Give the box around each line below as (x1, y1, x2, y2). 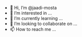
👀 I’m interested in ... (9, 10, 52, 16)
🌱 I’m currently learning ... (9, 15, 63, 21)
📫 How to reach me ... (9, 26, 56, 32)
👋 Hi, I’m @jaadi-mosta (9, 5, 57, 10)
